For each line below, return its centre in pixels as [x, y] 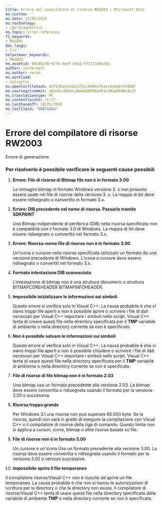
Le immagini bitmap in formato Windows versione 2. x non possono [80, 190]
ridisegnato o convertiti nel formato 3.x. [52, 263]
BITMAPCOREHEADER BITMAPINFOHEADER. [58, 287]
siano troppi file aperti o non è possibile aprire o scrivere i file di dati [80, 311]
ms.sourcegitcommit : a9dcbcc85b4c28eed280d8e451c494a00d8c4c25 [71, 91]
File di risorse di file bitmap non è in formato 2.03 [63, 376]
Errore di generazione [27, 157]
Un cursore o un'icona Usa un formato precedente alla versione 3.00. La [85, 449]
